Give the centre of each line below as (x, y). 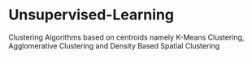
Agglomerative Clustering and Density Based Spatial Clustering (114, 45)
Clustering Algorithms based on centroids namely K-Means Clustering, (126, 37)
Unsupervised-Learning (91, 15)
